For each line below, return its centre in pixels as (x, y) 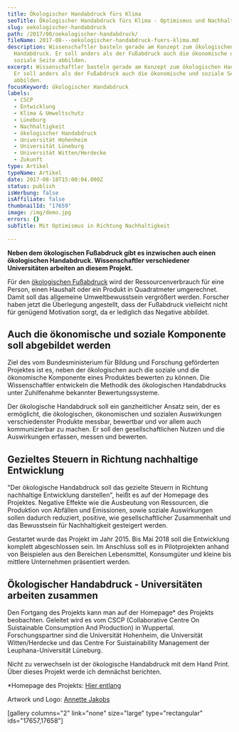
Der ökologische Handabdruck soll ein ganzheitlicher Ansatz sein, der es (114, 407)
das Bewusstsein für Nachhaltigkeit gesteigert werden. (88, 526)
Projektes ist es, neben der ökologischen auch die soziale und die (103, 370)
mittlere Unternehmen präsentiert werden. (69, 562)
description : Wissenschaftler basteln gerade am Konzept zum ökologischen (121, 47)
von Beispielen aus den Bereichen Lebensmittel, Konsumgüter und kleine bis (119, 554)
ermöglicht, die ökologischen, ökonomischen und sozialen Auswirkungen (115, 414)
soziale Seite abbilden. (51, 61)
